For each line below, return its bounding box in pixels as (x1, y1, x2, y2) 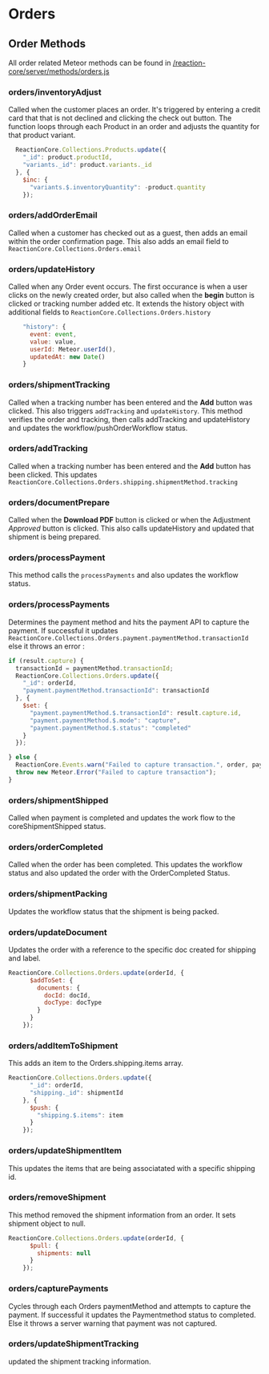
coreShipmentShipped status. (8, 822, 106, 831)
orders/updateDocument (8, 926, 107, 937)
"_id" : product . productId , (22, 153, 113, 161)
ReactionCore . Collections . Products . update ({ (15, 146, 167, 154)
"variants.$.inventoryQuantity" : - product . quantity (29, 183, 206, 191)
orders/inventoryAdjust (8, 86, 102, 97)
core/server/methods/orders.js (8, 67, 110, 76)
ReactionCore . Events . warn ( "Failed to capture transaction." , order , (15, 761, 249, 769)
